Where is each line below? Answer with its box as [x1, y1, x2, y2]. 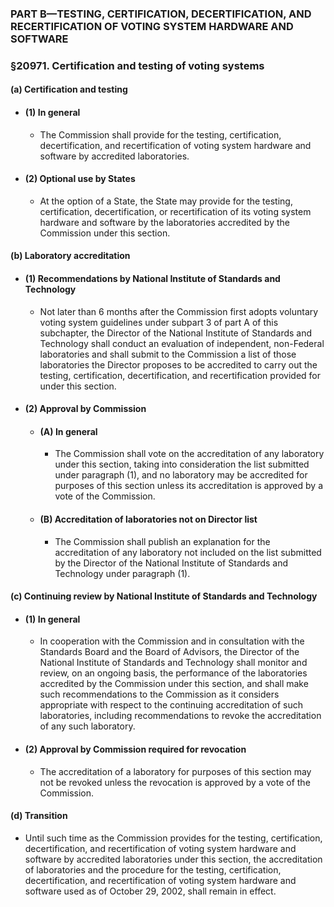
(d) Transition [10, 810, 68, 822]
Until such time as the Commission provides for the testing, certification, [24, 832, 323, 844]
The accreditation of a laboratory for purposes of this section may [39, 765, 312, 777]
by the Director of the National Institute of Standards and [54, 557, 289, 569]
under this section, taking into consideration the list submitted [54, 458, 310, 471]
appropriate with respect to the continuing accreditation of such [39, 699, 303, 711]
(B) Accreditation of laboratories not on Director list [39, 513, 258, 526]
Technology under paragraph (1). [54, 567, 191, 579]
